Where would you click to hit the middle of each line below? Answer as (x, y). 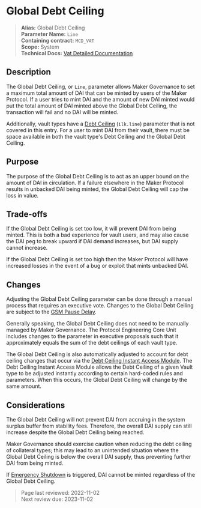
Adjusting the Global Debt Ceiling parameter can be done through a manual (99, 299)
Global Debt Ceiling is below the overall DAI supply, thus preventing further (99, 457)
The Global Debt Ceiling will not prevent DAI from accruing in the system (96, 419)
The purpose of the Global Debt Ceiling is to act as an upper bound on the (98, 176)
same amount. (24, 386)
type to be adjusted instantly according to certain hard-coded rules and (94, 373)
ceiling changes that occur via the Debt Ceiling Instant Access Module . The (99, 361)
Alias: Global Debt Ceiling (53, 28)
